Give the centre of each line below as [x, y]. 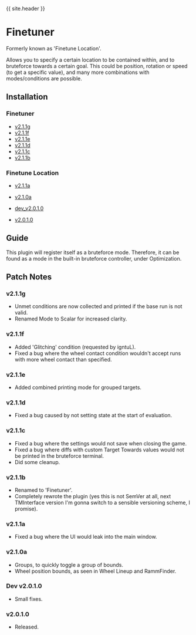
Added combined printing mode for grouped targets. [78, 387]
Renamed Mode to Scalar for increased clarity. [71, 319]
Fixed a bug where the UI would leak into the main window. [86, 537]
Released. [27, 627]
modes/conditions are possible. [44, 78]
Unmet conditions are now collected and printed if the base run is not [98, 306]
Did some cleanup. [37, 462]
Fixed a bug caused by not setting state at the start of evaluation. [93, 416]
